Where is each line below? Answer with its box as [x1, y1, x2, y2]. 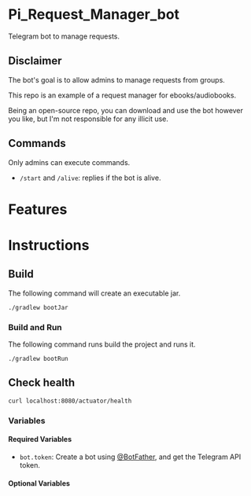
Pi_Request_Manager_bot [8, 6, 179, 24]
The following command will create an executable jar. [8, 288, 181, 298]
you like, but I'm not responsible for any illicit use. [8, 114, 169, 123]
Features [8, 200, 68, 218]
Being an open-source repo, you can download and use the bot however [8, 105, 244, 115]
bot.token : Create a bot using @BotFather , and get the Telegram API [19, 452, 242, 461]
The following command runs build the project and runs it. [8, 340, 196, 349]
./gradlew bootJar [8, 303, 68, 311]
